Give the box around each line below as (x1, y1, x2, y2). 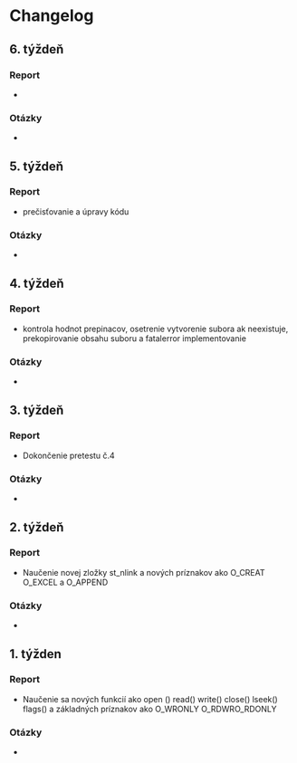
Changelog (9, 5, 94, 26)
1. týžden (9, 646, 62, 662)
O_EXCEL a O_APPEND (22, 577, 109, 587)
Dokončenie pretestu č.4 (22, 450, 115, 461)
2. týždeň (9, 520, 64, 535)
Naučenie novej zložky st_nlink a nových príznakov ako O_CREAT (22, 567, 265, 577)
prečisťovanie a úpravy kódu (22, 205, 129, 217)
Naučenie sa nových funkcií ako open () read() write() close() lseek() (22, 693, 278, 704)
